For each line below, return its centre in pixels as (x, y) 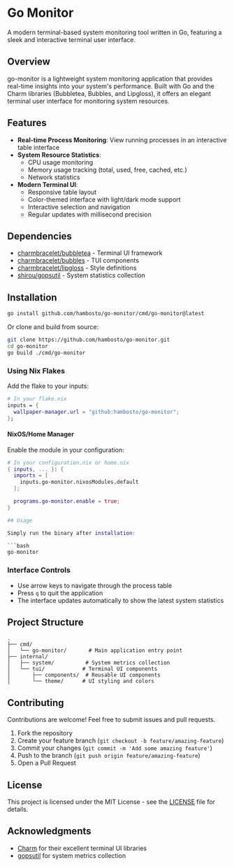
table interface (38, 147)
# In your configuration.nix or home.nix (68, 463)
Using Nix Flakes (36, 370)
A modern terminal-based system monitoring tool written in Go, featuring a (115, 32)
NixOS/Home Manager (41, 434)
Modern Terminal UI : (47, 184)
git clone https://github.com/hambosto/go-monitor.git (89, 340)
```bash (19, 546)
